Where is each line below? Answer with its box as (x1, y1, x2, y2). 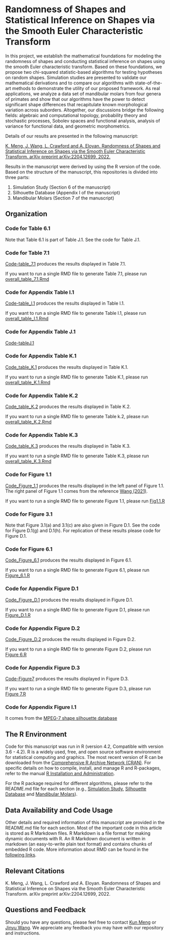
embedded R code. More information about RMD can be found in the (5, 846, 149, 853)
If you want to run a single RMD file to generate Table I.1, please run (5, 310, 146, 316)
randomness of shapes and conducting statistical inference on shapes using (5, 58, 165, 64)
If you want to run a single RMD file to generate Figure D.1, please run (5, 606, 150, 612)
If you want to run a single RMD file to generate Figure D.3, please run (5, 686, 151, 692)
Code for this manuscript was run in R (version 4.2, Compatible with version (5, 744, 164, 750)
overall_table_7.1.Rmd (5, 276, 49, 282)
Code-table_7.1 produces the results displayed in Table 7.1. (5, 260, 126, 267)
